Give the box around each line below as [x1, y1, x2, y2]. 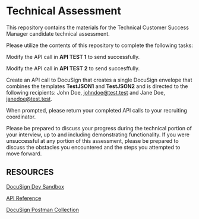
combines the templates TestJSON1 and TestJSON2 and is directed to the [6, 82, 188, 90]
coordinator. [6, 113, 36, 120]
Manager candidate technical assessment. [6, 30, 110, 37]
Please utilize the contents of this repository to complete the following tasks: [6, 42, 193, 49]
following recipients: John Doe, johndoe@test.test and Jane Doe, [6, 89, 165, 96]
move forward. [6, 150, 42, 157]
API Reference [6, 195, 42, 202]
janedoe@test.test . [6, 95, 52, 102]
